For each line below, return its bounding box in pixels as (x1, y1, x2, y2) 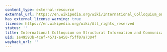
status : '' (5, 26, 28, 31)
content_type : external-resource (5, 7, 75, 12)
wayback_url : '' (5, 40, 39, 45)
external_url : (5, 12, 35, 17)
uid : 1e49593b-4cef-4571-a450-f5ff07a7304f (5, 35, 97, 40)
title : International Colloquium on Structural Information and (5, 30, 141, 35)
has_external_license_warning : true (5, 16, 81, 21)
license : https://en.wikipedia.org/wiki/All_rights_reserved (5, 21, 135, 26)
